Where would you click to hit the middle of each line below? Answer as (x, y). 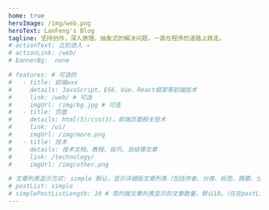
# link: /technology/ (51, 157)
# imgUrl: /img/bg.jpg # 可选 (65, 105)
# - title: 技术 (38, 142)
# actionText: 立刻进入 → (49, 46)
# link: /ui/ (37, 127)
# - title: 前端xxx (43, 82)
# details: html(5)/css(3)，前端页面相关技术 (87, 120)
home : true (26, 16)
